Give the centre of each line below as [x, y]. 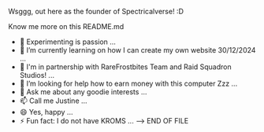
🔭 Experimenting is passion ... [68, 42]
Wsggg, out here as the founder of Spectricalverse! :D [96, 11]
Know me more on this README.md [66, 26]
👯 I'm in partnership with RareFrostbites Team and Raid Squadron [126, 67]
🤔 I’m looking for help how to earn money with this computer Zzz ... [128, 83]
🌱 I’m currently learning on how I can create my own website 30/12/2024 [138, 50]
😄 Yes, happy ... [46, 112]
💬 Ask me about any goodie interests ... [83, 92]
